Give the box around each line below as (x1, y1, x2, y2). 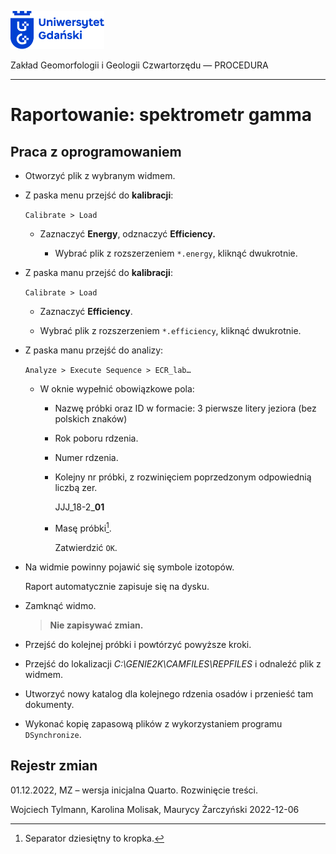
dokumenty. (24, 698, 75, 710)
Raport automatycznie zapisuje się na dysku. (24, 580, 210, 592)
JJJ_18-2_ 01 (54, 501, 105, 513)
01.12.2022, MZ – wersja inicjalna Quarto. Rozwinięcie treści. (10, 784, 258, 796)
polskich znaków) (54, 413, 128, 425)
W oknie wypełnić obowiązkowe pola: (39, 383, 195, 395)
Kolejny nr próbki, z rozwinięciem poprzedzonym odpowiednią (54, 471, 312, 483)
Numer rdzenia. (54, 452, 119, 464)
